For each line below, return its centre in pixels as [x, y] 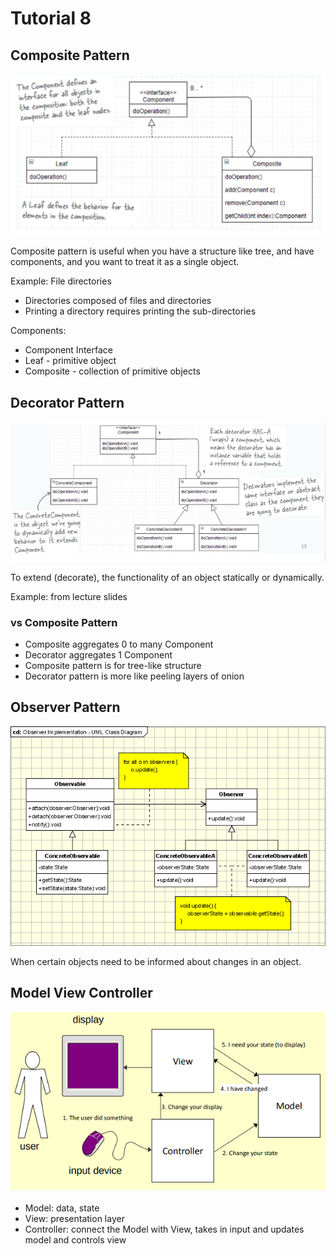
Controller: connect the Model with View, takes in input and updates [164, 1229]
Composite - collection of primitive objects [112, 371]
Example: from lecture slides [69, 596]
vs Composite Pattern [64, 622]
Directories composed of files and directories [118, 301]
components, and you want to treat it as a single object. [125, 262]
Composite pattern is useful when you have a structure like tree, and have [162, 251]
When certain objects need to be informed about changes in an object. [156, 961]
